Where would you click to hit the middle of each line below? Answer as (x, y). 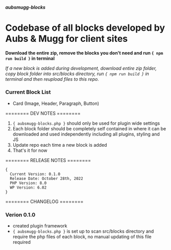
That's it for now (30, 150)
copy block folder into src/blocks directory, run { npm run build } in (77, 74)
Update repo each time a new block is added (60, 145)
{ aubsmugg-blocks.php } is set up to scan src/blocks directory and (83, 231)
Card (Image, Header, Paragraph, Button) (56, 103)
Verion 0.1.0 (20, 215)
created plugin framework (40, 226)
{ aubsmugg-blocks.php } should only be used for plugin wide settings (86, 123)
